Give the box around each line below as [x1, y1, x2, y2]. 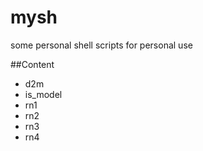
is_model [24, 88, 63, 100]
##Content [10, 58, 55, 70]
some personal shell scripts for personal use [10, 39, 193, 51]
